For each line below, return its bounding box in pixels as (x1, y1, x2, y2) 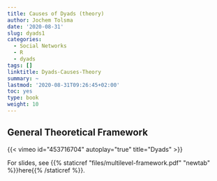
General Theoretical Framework (7, 127, 149, 139)
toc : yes (7, 88, 33, 95)
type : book (7, 95, 39, 102)
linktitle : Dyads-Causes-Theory (7, 68, 101, 75)
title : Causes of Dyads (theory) (7, 10, 105, 17)
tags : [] (7, 62, 33, 69)
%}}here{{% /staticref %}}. (7, 166, 85, 174)
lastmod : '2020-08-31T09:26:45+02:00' (7, 81, 120, 88)
